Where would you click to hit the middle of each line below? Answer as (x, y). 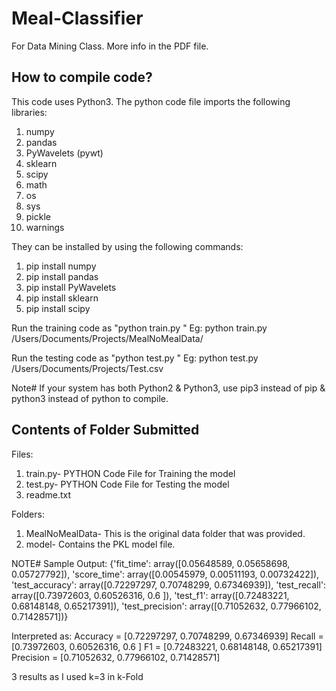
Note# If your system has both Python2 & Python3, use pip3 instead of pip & (168, 388)
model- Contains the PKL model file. (100, 544)
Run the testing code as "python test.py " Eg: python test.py (135, 358)
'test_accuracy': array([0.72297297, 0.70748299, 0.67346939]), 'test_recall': (169, 584)
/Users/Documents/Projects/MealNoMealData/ (107, 338)
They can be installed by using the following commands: (127, 246)
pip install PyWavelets (71, 287)
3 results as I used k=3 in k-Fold (77, 676)
